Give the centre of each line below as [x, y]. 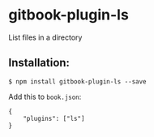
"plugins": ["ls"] [54, 118]
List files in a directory [45, 37]
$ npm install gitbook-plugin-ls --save [78, 81]
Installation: [39, 63]
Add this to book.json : [45, 96]
